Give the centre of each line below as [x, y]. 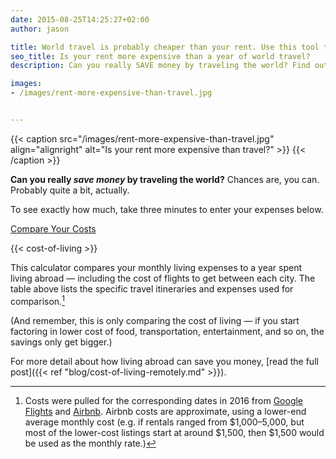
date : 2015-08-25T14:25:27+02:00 [80, 19]
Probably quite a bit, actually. [70, 190]
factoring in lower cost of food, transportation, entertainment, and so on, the [167, 331]
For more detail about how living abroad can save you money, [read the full [164, 361]
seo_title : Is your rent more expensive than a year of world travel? [160, 56]
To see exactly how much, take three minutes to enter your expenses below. [167, 209]
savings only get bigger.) [61, 342]
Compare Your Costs [53, 228]
